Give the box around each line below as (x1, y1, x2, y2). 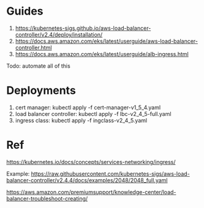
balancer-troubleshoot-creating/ (6, 195, 88, 202)
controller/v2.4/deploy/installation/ (15, 30, 103, 38)
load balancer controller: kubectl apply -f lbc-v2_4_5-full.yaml (15, 110, 172, 117)
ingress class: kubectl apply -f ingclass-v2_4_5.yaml (15, 117, 148, 124)
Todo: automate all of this (6, 62, 70, 70)
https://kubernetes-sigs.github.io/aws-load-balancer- (15, 24, 151, 32)
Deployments (6, 84, 77, 98)
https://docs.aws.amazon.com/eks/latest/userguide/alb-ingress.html (15, 50, 189, 57)
